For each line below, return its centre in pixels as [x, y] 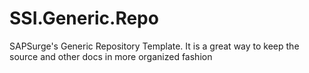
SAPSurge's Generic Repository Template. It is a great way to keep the [154, 46]
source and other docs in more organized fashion [111, 56]
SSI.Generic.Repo [84, 18]
